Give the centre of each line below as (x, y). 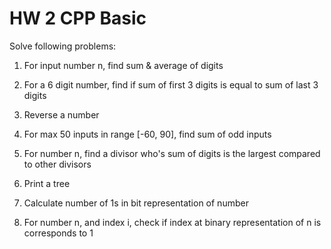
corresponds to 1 (58, 233)
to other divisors (57, 164)
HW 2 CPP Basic (78, 18)
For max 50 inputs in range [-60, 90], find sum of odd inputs (147, 134)
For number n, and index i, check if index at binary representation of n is (172, 222)
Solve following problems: (63, 46)
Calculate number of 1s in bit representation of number (136, 203)
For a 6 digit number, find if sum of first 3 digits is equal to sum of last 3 (171, 84)
